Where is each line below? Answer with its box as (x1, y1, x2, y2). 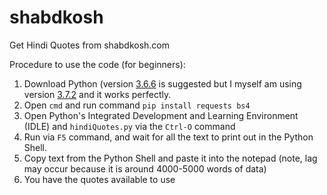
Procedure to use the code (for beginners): (9, 58, 186, 70)
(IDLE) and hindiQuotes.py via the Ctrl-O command (23, 120, 236, 132)
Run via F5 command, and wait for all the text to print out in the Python (23, 131, 314, 143)
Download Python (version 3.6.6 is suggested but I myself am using (23, 77, 302, 90)
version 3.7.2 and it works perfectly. (23, 88, 172, 100)
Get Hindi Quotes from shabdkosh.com (9, 39, 171, 51)
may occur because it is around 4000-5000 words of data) (23, 162, 267, 175)
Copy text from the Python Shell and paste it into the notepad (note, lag (23, 152, 318, 164)
